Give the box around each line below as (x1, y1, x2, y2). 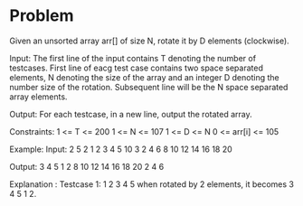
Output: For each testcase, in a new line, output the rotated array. (9, 108, 252, 119)
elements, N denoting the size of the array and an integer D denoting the (9, 71, 279, 82)
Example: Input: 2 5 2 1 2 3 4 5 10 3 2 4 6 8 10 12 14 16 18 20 (9, 144, 232, 154)
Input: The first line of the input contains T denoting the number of (9, 52, 256, 63)
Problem (9, 5, 74, 26)
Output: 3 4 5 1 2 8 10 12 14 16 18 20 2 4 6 (9, 161, 165, 172)
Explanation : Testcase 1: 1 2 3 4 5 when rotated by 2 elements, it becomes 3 (9, 178, 294, 190)
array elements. (9, 91, 68, 102)
